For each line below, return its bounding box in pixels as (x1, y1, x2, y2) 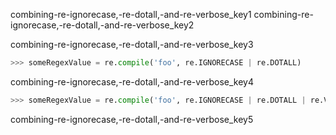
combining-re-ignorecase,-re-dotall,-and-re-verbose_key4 (10, 75, 255, 88)
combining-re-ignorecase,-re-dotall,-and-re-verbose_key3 (10, 39, 254, 50)
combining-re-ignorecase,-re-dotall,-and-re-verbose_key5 (10, 113, 254, 125)
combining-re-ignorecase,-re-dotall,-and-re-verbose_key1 (10, 9, 252, 20)
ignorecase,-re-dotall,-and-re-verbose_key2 (10, 19, 195, 31)
